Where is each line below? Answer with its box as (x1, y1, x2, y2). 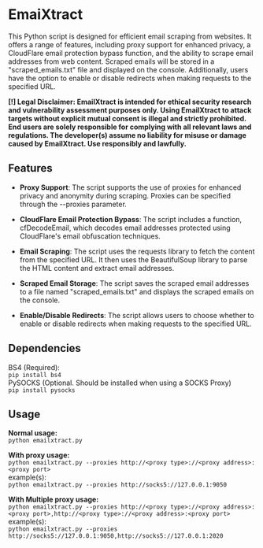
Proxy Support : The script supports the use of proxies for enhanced (19, 183, 242, 192)
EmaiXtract (8, 6, 83, 24)
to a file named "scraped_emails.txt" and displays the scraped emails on (19, 287, 254, 296)
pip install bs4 (8, 371, 61, 379)
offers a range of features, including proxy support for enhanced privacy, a (8, 39, 251, 49)
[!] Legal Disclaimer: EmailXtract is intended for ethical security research (8, 97, 252, 106)
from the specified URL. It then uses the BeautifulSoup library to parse (19, 254, 248, 265)
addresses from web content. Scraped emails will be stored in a (8, 57, 215, 66)
